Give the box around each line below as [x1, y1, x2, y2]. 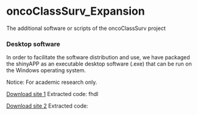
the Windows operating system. [6, 67, 87, 74]
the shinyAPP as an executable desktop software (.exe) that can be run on [6, 60, 192, 68]
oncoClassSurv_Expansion [6, 4, 145, 18]
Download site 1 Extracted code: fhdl [6, 91, 99, 98]
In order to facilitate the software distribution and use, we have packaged [6, 54, 190, 61]
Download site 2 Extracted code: [6, 102, 88, 109]
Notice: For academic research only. [6, 78, 97, 86]
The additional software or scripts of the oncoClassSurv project [6, 24, 166, 32]
